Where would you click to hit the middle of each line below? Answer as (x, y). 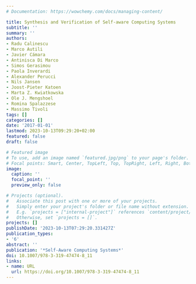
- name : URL (20, 266)
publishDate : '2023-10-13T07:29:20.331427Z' (61, 228)
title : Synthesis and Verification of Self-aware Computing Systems (91, 22)
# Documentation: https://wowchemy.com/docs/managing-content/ (85, 11)
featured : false (26, 136)
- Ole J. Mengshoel (30, 98)
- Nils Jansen (23, 82)
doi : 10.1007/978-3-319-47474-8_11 (49, 255)
